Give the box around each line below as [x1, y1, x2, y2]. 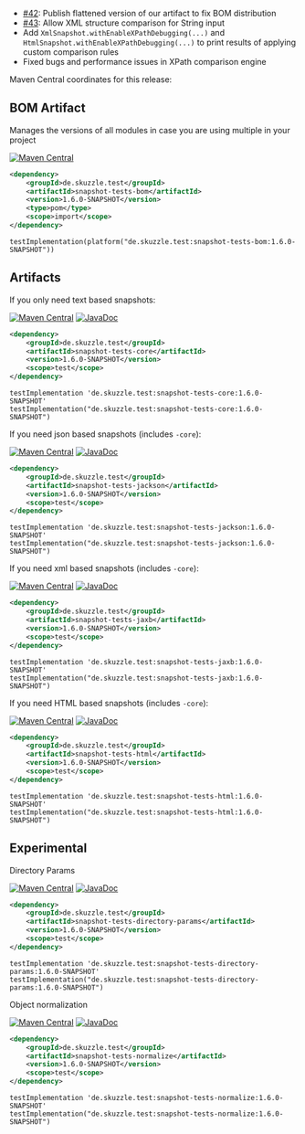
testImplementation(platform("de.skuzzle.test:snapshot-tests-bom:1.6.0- [9, 237, 297, 246]
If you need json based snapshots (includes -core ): [9, 429, 202, 440]
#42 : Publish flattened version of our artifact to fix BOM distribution [22, 8, 277, 18]
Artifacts [9, 270, 61, 286]
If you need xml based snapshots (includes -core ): [9, 563, 199, 574]
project [9, 134, 37, 145]
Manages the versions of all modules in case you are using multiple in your [9, 124, 290, 135]
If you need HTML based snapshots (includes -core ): [9, 697, 209, 708]
